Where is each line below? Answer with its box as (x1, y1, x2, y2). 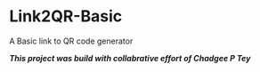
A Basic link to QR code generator (9, 36, 134, 46)
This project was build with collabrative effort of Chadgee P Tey (9, 52, 251, 63)
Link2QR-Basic (9, 6, 123, 27)
